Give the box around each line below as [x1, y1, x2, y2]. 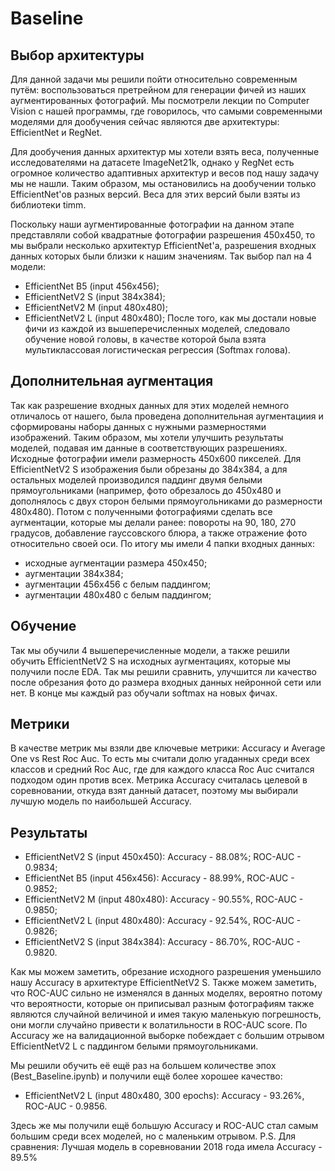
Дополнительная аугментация [10, 373, 214, 390]
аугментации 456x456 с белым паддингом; [24, 578, 212, 590]
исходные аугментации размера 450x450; [24, 557, 208, 569]
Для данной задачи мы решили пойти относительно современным [10, 73, 298, 85]
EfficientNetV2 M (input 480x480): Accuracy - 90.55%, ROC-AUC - [24, 893, 304, 906]
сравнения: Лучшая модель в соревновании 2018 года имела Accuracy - [10, 1141, 323, 1153]
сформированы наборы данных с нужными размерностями [10, 420, 267, 432]
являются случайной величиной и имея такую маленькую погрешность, [10, 1008, 322, 1021]
